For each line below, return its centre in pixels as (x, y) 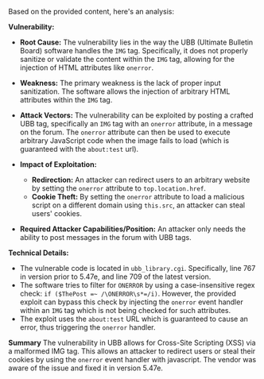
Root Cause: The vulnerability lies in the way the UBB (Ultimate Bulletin (136, 42)
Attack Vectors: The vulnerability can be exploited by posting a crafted (136, 115)
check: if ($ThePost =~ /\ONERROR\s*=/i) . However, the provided (128, 294)
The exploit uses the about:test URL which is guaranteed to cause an (134, 319)
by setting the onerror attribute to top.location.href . (119, 188)
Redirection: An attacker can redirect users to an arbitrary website (141, 180)
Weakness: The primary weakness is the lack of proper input (120, 83)
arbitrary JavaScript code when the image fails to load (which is (124, 141)
